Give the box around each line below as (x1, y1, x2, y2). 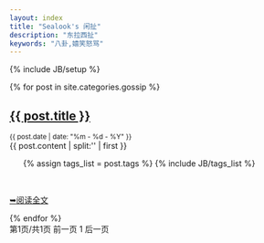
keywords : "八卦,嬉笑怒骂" (9, 38, 104, 48)
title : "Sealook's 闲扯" (9, 22, 101, 31)
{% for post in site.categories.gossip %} (9, 81, 161, 92)
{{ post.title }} (9, 108, 91, 123)
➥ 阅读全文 (9, 195, 48, 206)
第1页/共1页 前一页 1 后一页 (9, 224, 110, 235)
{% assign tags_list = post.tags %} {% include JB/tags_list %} (22, 158, 256, 169)
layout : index (9, 13, 64, 23)
